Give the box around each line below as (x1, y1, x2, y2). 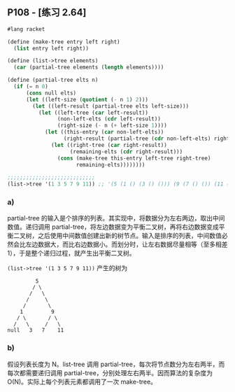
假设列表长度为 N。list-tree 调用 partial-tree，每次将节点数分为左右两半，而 (7, 360, 225, 368)
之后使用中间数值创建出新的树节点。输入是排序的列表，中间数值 (37, 232, 222, 240)
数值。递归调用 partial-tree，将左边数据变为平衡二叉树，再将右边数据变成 (7, 223, 219, 231)
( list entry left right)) (13, 45, 90, 52)
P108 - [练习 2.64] (7, 6, 87, 19)
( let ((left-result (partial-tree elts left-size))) (32, 102, 190, 110)
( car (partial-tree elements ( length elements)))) (13, 64, 164, 71)
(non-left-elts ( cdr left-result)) (57, 115, 161, 122)
